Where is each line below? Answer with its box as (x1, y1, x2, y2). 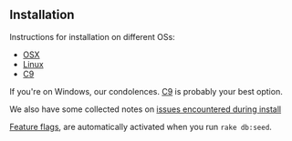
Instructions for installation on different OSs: (9, 31, 175, 42)
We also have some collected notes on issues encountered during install (9, 104, 282, 115)
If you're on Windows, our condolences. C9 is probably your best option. (9, 86, 283, 96)
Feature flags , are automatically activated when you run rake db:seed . (9, 121, 272, 132)
